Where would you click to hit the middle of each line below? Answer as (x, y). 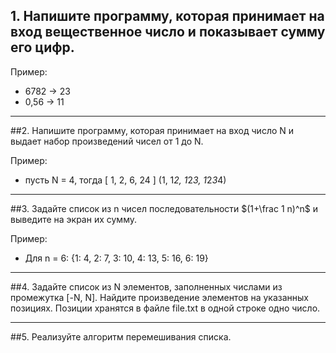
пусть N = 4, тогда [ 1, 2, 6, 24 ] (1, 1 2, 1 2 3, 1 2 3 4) (125, 180)
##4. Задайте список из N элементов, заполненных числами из (146, 286)
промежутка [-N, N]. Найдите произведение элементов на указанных (159, 297)
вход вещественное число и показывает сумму (168, 32)
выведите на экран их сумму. (74, 219)
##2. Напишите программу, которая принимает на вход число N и (152, 130)
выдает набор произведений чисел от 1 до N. (107, 141)
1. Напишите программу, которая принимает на (167, 16)
